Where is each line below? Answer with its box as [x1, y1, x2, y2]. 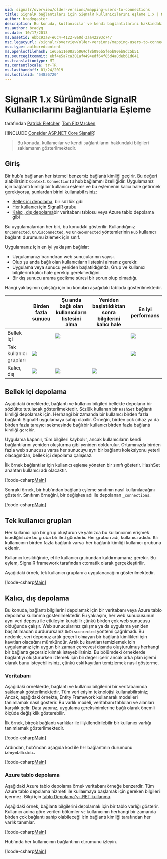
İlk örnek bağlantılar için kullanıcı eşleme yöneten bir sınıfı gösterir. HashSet [5, 462, 160, 468]
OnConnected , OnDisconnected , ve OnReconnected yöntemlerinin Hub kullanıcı [5, 229, 156, 235]
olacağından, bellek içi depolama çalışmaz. [5, 452, 93, 458]
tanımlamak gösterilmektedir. [5, 725, 65, 731]
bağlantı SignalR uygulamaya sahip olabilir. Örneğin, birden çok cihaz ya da [5, 417, 159, 423]
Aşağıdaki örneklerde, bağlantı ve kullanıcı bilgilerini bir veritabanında [5, 684, 147, 690]
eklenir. [5, 545, 20, 551]
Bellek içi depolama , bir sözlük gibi [12, 198, 83, 204]
